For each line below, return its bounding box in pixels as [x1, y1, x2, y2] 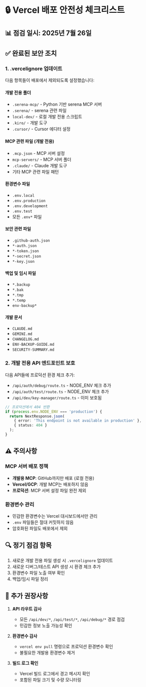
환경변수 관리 [5, 501, 34, 508]
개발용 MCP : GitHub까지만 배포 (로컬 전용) [12, 475, 94, 481]
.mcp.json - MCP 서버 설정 [12, 150, 65, 156]
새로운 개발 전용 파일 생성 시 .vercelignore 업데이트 [12, 557, 113, 563]
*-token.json [12, 249, 39, 254]
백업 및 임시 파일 [5, 270, 36, 276]
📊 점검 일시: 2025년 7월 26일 [5, 29, 92, 37]
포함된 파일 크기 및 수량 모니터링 [19, 677, 82, 683]
